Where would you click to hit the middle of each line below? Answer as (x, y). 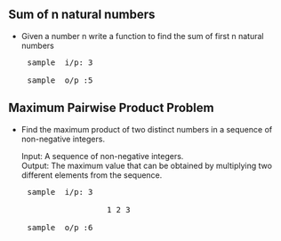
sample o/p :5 (60, 80)
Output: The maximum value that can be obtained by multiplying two (147, 165)
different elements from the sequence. (92, 175)
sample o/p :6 (60, 227)
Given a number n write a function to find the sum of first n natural (142, 36)
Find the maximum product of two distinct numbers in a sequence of (147, 129)
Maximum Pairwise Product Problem (111, 108)
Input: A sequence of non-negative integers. (102, 156)
